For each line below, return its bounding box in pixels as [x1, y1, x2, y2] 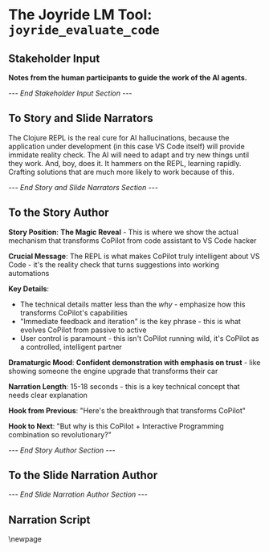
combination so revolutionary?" [8, 429, 112, 439]
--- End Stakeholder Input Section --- [8, 88, 132, 98]
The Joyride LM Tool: [8, 6, 153, 24]
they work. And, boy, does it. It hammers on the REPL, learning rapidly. [8, 158, 242, 168]
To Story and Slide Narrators [8, 112, 154, 125]
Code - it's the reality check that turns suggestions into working [8, 259, 219, 270]
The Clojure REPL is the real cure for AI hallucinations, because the [8, 132, 230, 142]
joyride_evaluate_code [8, 22, 160, 38]
